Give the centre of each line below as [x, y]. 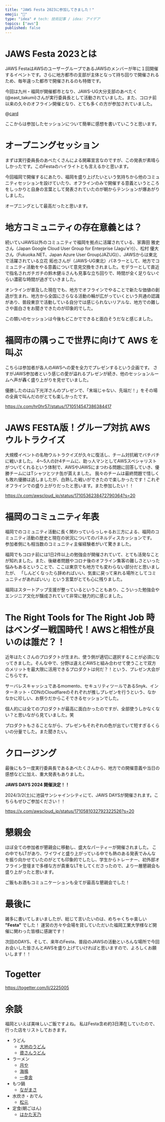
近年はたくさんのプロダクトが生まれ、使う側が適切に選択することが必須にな [82, 657]
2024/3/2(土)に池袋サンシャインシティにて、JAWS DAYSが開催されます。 [80, 795]
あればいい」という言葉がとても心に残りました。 [76, 579]
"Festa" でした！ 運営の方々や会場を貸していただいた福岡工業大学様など [79, 925]
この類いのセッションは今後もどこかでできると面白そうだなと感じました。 [80, 318]
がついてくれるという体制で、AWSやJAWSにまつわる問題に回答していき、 [80, 467]
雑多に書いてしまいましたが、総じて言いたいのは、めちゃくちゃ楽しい [76, 919]
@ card [12, 114]
